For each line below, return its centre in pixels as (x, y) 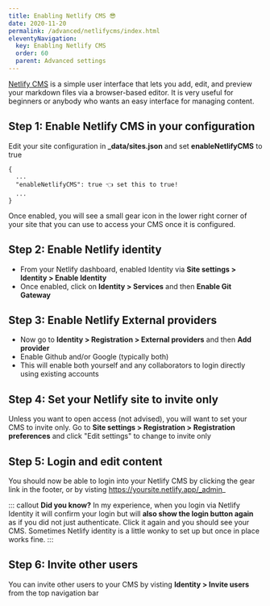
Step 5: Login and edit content (85, 461)
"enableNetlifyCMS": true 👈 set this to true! (97, 184)
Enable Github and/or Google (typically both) (94, 357)
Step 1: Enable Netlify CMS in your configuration (132, 126)
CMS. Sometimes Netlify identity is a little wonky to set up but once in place (134, 531)
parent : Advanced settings (61, 61)
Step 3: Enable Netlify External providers (113, 320)
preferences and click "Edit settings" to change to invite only (110, 436)
